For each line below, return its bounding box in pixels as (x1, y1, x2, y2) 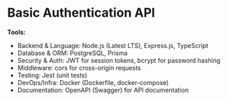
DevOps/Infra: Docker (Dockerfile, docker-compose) (17, 78, 169, 86)
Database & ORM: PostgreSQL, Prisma (17, 49, 128, 57)
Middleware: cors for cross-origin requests (17, 63, 141, 72)
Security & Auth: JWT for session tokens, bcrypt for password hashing (17, 56, 221, 64)
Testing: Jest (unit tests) (17, 71, 87, 79)
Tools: (7, 28, 26, 36)
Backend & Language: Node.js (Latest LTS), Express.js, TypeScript (17, 41, 209, 49)
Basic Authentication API (7, 5, 156, 21)
